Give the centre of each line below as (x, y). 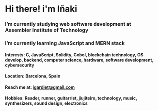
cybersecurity (20, 65)
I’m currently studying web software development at (68, 24)
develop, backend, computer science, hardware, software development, (79, 60)
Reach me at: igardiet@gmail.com (40, 87)
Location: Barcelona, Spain (33, 76)
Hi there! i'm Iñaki (41, 9)
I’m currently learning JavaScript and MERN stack (65, 43)
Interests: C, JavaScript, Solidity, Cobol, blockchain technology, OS (74, 55)
